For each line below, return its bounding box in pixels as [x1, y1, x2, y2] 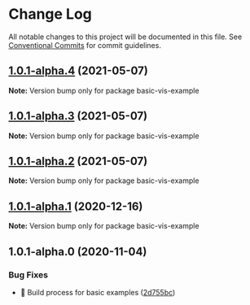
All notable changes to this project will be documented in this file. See [8, 32, 243, 41]
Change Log [8, 5, 92, 24]
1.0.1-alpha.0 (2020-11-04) [8, 245, 147, 259]
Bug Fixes [8, 269, 49, 281]
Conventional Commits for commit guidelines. [8, 40, 161, 50]
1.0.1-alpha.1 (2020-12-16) [8, 199, 143, 213]
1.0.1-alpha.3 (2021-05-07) [8, 109, 148, 123]
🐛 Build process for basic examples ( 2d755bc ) [20, 287, 176, 297]
